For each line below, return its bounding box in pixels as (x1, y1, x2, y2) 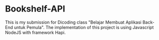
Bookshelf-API (5, 3, 66, 14)
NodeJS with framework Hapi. (5, 29, 66, 35)
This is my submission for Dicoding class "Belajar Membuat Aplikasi (5, 19, 142, 25)
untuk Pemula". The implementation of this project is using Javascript (14, 24, 154, 30)
